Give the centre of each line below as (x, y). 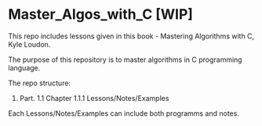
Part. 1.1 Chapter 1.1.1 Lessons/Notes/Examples (94, 98)
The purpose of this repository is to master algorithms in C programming (125, 59)
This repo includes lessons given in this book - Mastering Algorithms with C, (131, 36)
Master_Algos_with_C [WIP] (101, 14)
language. (24, 67)
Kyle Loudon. (29, 44)
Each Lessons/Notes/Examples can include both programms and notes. (124, 113)
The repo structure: (40, 83)
